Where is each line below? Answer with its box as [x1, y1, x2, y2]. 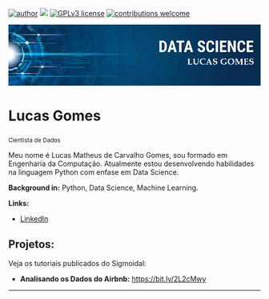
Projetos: [8, 237, 54, 251]
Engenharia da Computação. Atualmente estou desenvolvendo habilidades [8, 159, 255, 168]
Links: [8, 199, 30, 208]
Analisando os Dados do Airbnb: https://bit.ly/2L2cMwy [19, 274, 207, 284]
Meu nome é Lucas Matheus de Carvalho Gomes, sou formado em [8, 151, 228, 160]
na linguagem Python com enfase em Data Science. [8, 168, 179, 177]
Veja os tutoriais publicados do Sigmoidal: [8, 259, 147, 269]
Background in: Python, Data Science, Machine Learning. [8, 183, 199, 192]
